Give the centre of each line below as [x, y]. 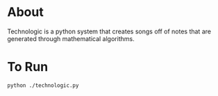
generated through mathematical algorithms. [71, 38]
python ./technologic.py [43, 85]
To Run [28, 67]
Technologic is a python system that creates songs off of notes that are [109, 31]
